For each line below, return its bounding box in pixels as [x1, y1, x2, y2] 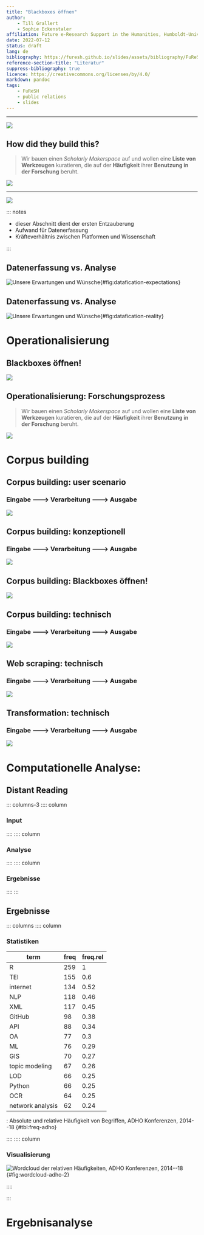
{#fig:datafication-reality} [100, 313, 164, 320]
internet [9, 983, 32, 992]
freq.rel [81, 953, 104, 961]
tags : [6, 83, 20, 89]
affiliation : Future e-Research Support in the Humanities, [6, 32, 162, 38]
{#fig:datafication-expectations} [100, 279, 181, 286]
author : [6, 15, 26, 21]
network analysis [9, 1102, 58, 1110]
